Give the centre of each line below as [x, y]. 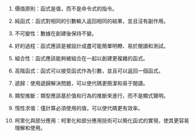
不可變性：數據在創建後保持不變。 [56, 33]
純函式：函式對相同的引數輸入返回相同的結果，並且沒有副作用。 [91, 21]
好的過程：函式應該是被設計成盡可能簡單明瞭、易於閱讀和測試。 [91, 46]
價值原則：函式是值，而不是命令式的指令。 [66, 8]
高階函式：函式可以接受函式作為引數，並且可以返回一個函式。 [89, 71]
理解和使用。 [30, 128]
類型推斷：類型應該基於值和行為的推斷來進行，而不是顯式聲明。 [91, 96]
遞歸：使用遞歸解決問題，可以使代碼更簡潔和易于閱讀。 [81, 83]
